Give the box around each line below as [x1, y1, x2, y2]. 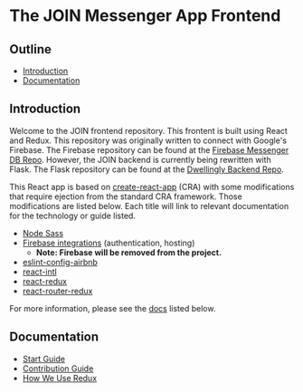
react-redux [22, 275, 68, 286]
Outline [9, 42, 52, 57]
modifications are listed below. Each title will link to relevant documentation [9, 200, 289, 211]
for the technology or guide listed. [9, 210, 136, 221]
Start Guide [22, 353, 66, 364]
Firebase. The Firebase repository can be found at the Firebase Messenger [9, 144, 289, 155]
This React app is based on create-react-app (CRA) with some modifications [9, 181, 295, 192]
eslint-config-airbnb [22, 256, 98, 267]
